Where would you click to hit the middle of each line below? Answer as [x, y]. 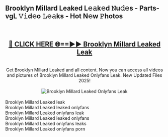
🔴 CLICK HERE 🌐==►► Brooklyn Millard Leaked [85, 44]
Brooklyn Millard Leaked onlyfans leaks [46, 123]
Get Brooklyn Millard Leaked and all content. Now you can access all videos [85, 70]
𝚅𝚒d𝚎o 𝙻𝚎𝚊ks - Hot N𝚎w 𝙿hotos [71, 16]
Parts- [149, 8]
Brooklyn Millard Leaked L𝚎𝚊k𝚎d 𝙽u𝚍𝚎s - [72, 8]
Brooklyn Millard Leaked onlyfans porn [45, 129]
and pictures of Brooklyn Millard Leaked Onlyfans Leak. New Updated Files [85, 75]
